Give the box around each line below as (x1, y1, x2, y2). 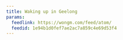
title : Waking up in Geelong (6, 8, 78, 15)
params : (6, 14, 25, 20)
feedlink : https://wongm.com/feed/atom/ (11, 19, 112, 25)
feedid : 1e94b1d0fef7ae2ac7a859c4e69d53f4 (11, 25, 117, 31)
